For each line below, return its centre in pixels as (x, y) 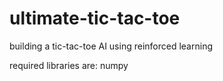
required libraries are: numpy (69, 65)
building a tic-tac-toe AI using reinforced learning (111, 46)
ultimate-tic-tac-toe (95, 18)
